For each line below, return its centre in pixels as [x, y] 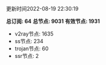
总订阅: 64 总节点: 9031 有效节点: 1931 [53, 21]
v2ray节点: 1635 [34, 34]
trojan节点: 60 [32, 48]
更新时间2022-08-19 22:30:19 [42, 9]
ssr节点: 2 [27, 56]
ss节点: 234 [29, 41]
